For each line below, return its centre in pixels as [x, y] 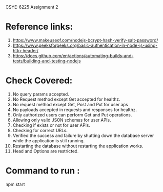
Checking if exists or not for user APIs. [51, 125]
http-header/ [25, 50]
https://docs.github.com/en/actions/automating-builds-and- [73, 56]
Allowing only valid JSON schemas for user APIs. [62, 120]
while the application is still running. [49, 140]
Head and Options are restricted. [45, 151]
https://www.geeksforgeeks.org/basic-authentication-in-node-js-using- [85, 45]
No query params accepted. [41, 94]
